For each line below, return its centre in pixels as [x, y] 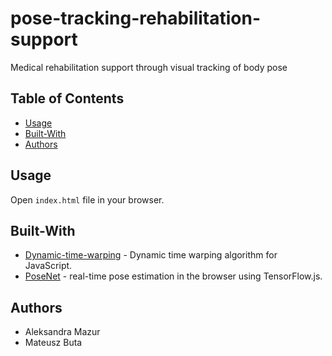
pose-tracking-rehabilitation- [136, 18]
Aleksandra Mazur [62, 332]
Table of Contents [67, 98]
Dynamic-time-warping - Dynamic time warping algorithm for [151, 255]
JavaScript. [48, 266]
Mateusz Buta [53, 343]
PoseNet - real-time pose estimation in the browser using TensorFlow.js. [173, 276]
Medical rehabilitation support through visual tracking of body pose [149, 67]
